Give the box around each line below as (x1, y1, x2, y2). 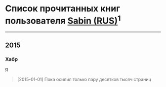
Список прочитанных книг (5, 3, 121, 14)
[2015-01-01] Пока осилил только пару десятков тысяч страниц (17, 76, 152, 82)
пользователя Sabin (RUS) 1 (5, 13, 121, 27)
